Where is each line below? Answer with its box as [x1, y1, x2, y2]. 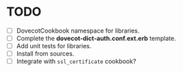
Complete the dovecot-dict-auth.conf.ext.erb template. [16, 35, 176, 42]
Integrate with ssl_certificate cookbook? [16, 57, 136, 65]
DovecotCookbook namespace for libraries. [16, 26, 140, 35]
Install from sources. [16, 50, 75, 58]
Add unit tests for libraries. [16, 42, 92, 50]
